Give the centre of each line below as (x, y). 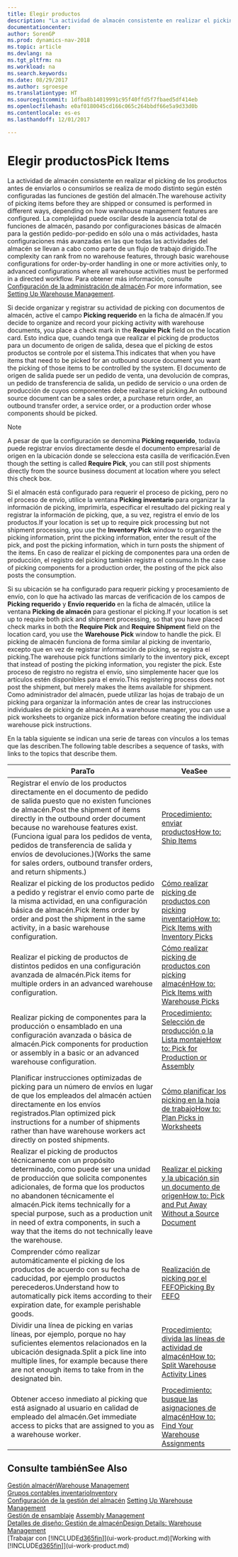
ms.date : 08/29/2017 (38, 80)
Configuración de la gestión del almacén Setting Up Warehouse (100, 1501)
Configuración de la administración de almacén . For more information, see (115, 286)
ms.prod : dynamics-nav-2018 (49, 40)
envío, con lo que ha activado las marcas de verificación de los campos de (116, 596)
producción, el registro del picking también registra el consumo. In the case (117, 560)
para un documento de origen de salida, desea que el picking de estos (110, 345)
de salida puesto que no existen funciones (81, 801)
